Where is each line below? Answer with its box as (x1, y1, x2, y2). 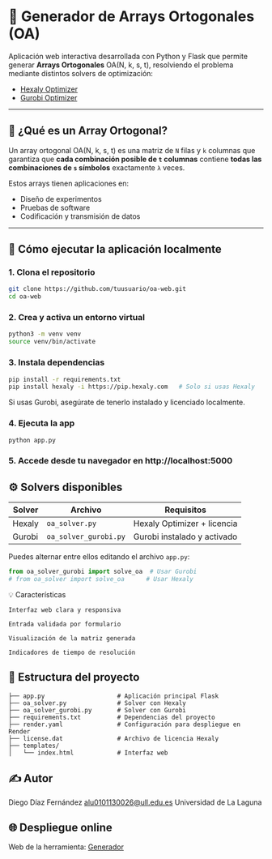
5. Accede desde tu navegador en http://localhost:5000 (8, 455, 233, 467)
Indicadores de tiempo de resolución (8, 648, 136, 656)
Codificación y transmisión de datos (19, 211, 141, 221)
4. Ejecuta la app (8, 417, 75, 429)
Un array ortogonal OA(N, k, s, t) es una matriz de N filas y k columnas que (8, 145, 256, 155)
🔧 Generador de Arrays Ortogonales (8, 7, 255, 26)
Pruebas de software (19, 203, 91, 212)
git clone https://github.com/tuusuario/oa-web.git (8, 285, 186, 293)
